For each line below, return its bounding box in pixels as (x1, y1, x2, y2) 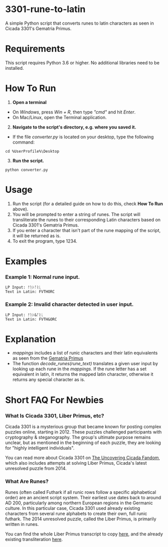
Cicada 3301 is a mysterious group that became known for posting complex (5, 423, 161, 429)
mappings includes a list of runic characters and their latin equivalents (12, 350, 158, 356)
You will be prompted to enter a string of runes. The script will (12, 211, 140, 217)
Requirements (5, 43, 65, 55)
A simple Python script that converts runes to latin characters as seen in (5, 20, 154, 26)
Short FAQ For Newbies (5, 394, 104, 405)
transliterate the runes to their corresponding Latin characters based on (12, 216, 161, 223)
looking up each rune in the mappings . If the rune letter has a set (12, 366, 147, 372)
